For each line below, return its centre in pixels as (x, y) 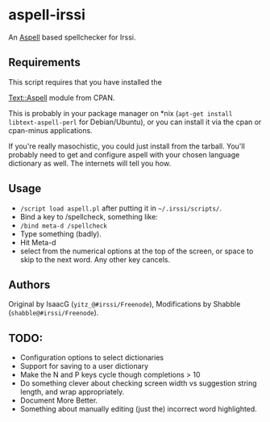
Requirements (44, 63)
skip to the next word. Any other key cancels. (95, 259)
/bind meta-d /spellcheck (63, 226)
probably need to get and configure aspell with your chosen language (124, 154)
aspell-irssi (47, 15)
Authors (29, 284)
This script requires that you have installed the (85, 81)
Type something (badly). (61, 234)
